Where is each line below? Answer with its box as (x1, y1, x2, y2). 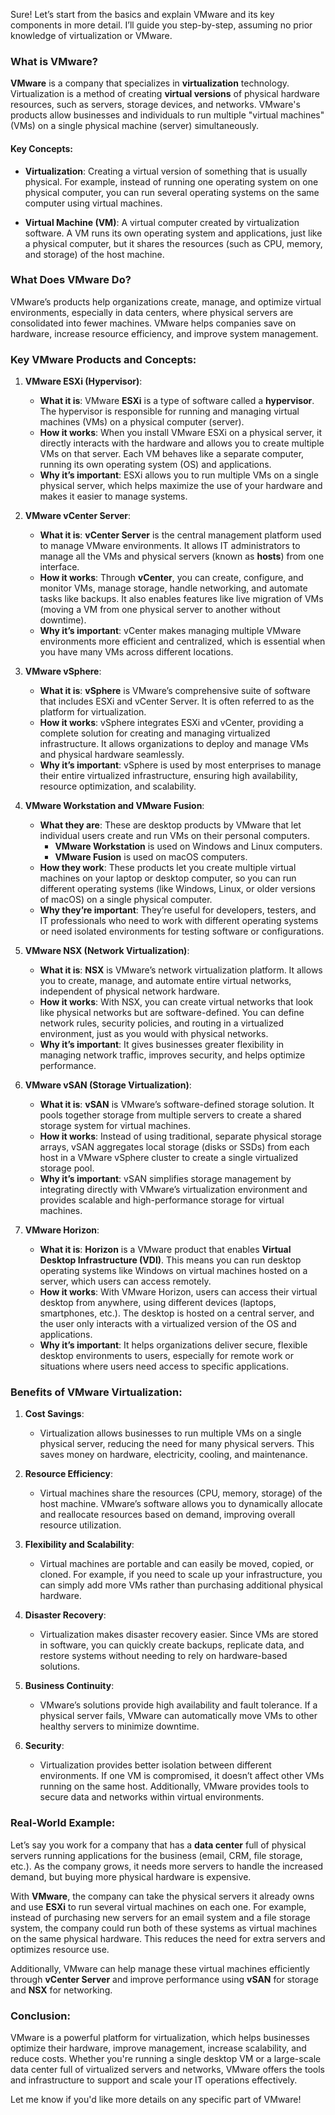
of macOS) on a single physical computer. (39, 894, 213, 906)
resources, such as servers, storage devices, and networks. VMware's (10, 99, 301, 111)
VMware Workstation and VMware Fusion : (24, 800, 205, 812)
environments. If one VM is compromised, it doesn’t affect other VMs (39, 1770, 325, 1782)
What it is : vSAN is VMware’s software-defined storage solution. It (39, 1099, 315, 1111)
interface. (39, 561, 80, 573)
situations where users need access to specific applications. (39, 1360, 290, 1373)
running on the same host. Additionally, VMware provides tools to (39, 1780, 310, 1793)
